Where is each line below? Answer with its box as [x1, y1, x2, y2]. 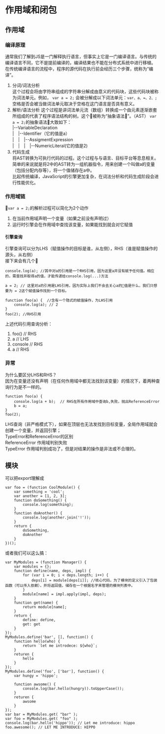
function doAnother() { [14, 511, 63, 516]
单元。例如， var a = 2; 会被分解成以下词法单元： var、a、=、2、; [25, 94, 157, 101]
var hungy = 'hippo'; [14, 673, 58, 679]
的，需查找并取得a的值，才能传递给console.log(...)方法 [5, 274, 109, 279]
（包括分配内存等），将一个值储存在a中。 [12, 167, 95, 173]
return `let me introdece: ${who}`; [23, 643, 98, 648]
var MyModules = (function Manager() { [5, 560, 87, 565]
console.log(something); [23, 502, 74, 507]
